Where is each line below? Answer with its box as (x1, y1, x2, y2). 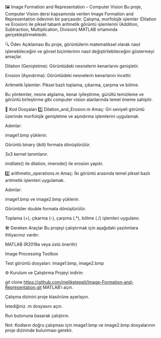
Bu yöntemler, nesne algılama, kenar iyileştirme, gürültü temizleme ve (5, 92, 144, 97)
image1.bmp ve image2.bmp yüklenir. (5, 197, 80, 202)
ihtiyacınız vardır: (5, 232, 39, 238)
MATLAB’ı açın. (43, 284, 73, 290)
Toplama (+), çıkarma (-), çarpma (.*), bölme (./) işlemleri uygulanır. (5, 215, 140, 221)
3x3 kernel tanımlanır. (5, 151, 49, 157)
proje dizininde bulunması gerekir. (5, 327, 73, 333)
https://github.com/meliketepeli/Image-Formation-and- (23, 279, 134, 285)
